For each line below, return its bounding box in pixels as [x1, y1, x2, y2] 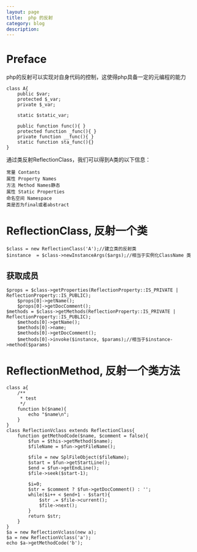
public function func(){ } [17, 123, 86, 129]
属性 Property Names [6, 176, 57, 182]
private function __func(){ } [17, 134, 95, 140]
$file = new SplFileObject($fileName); [28, 454, 130, 460]
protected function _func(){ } [17, 129, 97, 135]
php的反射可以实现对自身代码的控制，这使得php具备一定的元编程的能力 [6, 73, 186, 81]
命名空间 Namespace [6, 195, 52, 202]
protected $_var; [17, 96, 62, 103]
